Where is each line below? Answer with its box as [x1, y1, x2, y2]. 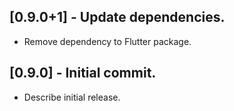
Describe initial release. [23, 91, 121, 103]
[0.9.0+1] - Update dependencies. [9, 9, 226, 26]
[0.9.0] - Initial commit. [9, 65, 157, 82]
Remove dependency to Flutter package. [23, 35, 192, 47]
